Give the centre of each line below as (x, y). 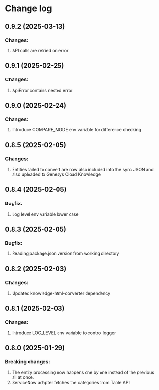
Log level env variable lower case (45, 214)
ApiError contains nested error (42, 90)
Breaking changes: (28, 362)
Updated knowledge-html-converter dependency (61, 293)
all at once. (23, 377)
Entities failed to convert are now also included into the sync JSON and (83, 169)
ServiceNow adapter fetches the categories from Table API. (71, 383)
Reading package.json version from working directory (65, 254)
